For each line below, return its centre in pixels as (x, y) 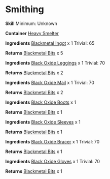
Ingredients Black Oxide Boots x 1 (41, 102)
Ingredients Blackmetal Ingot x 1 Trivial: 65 (50, 43)
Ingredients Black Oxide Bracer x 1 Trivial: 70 (52, 141)
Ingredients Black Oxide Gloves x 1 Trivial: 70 (53, 161)
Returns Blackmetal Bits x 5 (34, 53)
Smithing (25, 9)
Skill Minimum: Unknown (31, 23)
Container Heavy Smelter (32, 33)
